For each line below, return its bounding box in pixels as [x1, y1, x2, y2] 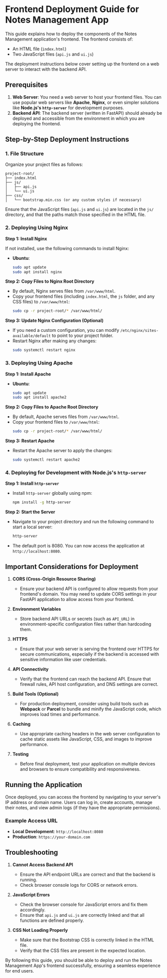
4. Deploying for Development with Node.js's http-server [5, 469, 146, 476]
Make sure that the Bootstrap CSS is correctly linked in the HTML [19, 936, 154, 943]
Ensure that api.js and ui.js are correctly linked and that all [19, 912, 145, 918]
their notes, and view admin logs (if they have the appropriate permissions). [5, 805, 161, 811]
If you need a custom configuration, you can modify [12, 327, 119, 333]
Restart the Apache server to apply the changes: [12, 448, 112, 454]
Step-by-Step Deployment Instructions [5, 135, 129, 144]
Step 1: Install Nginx [5, 236, 47, 242]
